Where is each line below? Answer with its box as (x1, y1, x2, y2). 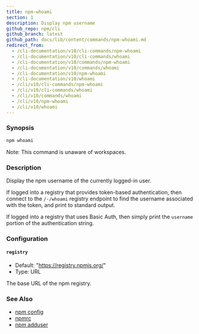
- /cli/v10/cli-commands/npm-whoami (11, 82, 103, 88)
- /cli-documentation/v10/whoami (11, 76, 96, 82)
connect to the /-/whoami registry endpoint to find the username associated (6, 195, 194, 202)
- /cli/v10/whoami (11, 104, 58, 110)
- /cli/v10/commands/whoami (11, 93, 82, 99)
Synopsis (6, 124, 34, 132)
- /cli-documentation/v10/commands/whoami (11, 64, 120, 71)
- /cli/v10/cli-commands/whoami (11, 87, 93, 93)
